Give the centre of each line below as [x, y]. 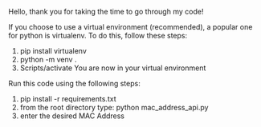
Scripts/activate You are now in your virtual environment [113, 68]
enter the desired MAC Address [72, 116]
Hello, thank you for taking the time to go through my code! [106, 12]
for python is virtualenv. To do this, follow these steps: [98, 36]
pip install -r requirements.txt [68, 99]
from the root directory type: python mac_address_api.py [114, 107]
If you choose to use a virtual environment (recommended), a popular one [130, 27]
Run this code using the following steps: [74, 83]
